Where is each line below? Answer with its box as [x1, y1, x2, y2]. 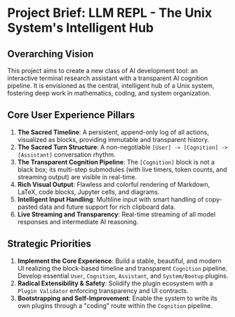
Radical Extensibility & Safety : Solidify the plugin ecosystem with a [17, 279, 213, 287]
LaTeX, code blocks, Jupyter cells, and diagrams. [17, 188, 160, 196]
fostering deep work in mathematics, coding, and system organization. [7, 89, 212, 97]
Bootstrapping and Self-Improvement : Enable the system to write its [17, 294, 217, 302]
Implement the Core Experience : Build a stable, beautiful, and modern [17, 257, 222, 265]
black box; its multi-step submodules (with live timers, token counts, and [17, 165, 227, 174]
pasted [17, 202, 38, 211]
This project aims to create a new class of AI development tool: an [7, 67, 199, 75]
